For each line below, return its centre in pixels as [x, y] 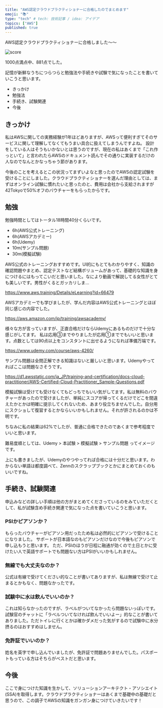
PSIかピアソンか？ [27, 522]
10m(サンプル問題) [31, 248]
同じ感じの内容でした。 [28, 308]
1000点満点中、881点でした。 [35, 62]
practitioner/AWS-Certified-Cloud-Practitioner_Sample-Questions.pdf [75, 382]
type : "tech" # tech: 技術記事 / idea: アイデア [52, 19]
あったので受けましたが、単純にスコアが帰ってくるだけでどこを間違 [90, 398]
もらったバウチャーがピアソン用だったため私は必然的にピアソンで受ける [77, 533]
